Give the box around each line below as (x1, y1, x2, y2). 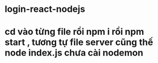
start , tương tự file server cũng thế (5, 37, 153, 48)
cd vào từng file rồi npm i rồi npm (5, 26, 144, 38)
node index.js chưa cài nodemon (5, 47, 143, 59)
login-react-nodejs (5, 3, 86, 15)
